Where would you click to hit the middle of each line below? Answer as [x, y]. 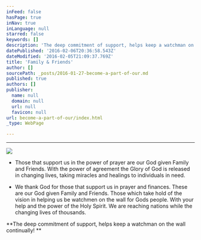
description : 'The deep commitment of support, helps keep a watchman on [100, 46]
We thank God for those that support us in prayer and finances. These [101, 187]
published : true [26, 79]
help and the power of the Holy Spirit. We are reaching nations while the [103, 206]
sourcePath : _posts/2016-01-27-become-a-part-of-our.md [77, 73]
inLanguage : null [28, 28]
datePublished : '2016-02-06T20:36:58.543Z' [61, 51]
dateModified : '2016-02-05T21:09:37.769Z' [60, 56]
